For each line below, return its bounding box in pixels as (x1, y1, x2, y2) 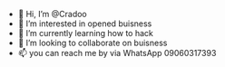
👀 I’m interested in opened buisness (17, 18, 152, 29)
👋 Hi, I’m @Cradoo (17, 9, 88, 19)
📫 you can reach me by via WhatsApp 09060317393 (17, 48, 217, 58)
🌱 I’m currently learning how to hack (17, 28, 154, 38)
